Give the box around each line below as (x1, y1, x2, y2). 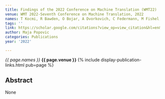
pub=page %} (25, 62, 54, 68)
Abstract (5, 76, 33, 85)
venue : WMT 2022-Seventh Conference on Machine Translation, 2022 (5, 12, 144, 17)
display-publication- (100, 57, 141, 63)
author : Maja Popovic (5, 30, 50, 35)
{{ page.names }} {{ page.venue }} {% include (5, 57, 100, 63)
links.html (5, 62, 25, 68)
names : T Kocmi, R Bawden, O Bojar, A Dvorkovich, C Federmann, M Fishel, (5, 16, 162, 21)
